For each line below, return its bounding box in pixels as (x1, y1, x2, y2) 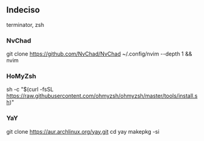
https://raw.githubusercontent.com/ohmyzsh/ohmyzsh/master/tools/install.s (6, 92, 198, 99)
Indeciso (6, 5, 40, 15)
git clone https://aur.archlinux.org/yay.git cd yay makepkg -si (6, 128, 160, 135)
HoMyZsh (6, 72, 37, 81)
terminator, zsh (6, 21, 45, 28)
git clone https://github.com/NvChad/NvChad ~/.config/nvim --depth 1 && (6, 50, 192, 57)
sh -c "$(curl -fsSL (6, 85, 54, 93)
